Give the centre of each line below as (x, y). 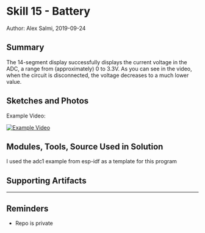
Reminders (27, 208)
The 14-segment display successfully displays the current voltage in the (97, 62)
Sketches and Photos (48, 101)
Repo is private (34, 223)
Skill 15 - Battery (48, 11)
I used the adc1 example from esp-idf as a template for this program (92, 161)
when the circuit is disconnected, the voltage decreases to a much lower (98, 75)
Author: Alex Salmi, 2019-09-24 (46, 28)
